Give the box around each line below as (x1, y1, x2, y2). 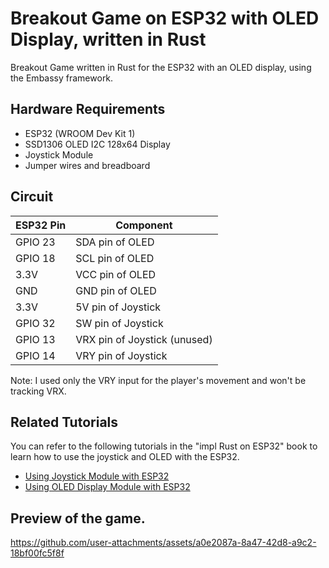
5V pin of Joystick (75, 300, 162, 314)
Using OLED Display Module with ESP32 (24, 481, 191, 493)
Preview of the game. (10, 510, 146, 527)
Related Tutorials (10, 413, 119, 431)
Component (115, 218, 173, 232)
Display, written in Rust (10, 28, 207, 51)
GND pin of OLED (75, 283, 157, 297)
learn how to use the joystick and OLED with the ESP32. (10, 451, 240, 463)
